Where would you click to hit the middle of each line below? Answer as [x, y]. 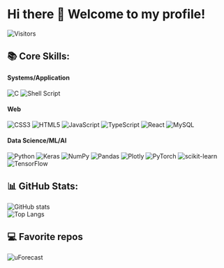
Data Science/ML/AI [37, 141]
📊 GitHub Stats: [43, 187]
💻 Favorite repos [45, 237]
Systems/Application [38, 77]
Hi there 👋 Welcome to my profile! [106, 14]
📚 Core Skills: [38, 56]
